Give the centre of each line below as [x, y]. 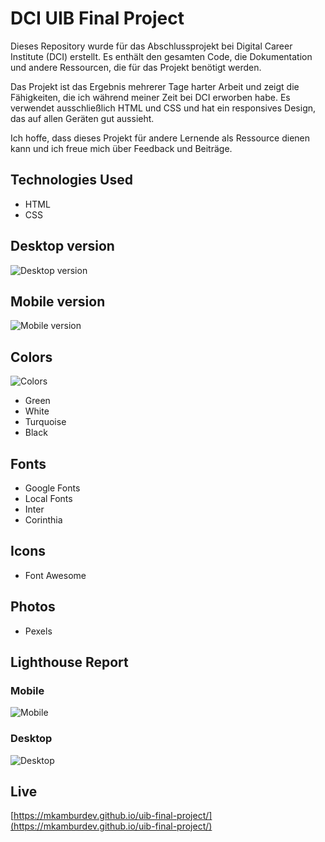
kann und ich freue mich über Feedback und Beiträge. [121, 148]
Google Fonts [52, 488]
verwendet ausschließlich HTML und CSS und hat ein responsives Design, [163, 108]
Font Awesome [55, 575]
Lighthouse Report [69, 662]
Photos [33, 607]
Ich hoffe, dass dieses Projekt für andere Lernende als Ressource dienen [160, 138]
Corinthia [43, 520]
